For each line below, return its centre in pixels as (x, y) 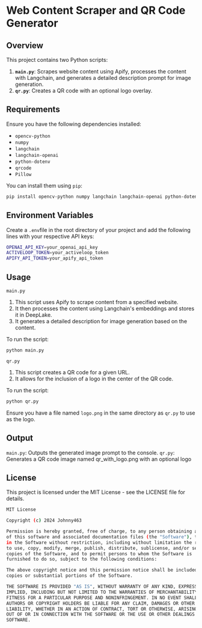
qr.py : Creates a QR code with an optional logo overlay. (84, 90)
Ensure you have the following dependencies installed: (74, 124)
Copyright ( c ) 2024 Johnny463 (44, 520)
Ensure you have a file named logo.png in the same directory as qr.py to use (101, 413)
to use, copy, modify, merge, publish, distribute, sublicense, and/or (98, 548)
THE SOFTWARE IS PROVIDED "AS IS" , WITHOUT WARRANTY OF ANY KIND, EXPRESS (102, 587)
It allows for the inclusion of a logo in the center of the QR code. (94, 379)
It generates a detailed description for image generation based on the (101, 321)
